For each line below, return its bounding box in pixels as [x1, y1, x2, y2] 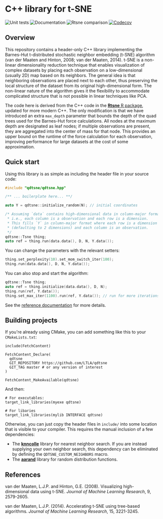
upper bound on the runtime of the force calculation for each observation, [5, 133, 153, 139]
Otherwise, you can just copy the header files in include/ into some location [5, 421, 157, 427]
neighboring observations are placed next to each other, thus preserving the [5, 77, 158, 83]
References [5, 470, 41, 479]
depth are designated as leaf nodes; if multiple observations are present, [5, 123, 150, 129]
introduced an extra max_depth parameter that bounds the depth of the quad [5, 113, 157, 119]
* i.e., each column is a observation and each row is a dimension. [7, 216, 149, 221]
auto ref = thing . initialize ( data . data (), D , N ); [5, 284, 108, 289]
